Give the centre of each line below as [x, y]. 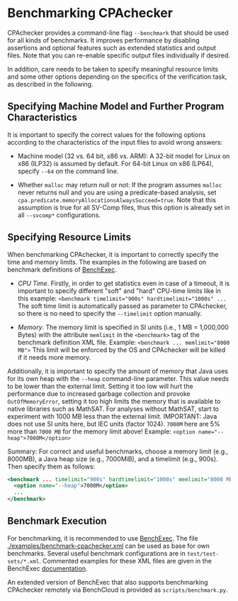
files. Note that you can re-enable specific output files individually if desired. [119, 55]
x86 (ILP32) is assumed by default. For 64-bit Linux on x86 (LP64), [115, 163]
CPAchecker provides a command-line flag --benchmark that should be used [118, 33]
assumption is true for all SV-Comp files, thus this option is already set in [124, 207]
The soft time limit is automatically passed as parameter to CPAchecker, [123, 306]
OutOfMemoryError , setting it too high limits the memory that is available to [114, 401]
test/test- [203, 554]
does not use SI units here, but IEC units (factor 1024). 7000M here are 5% [114, 424]
